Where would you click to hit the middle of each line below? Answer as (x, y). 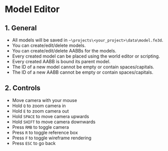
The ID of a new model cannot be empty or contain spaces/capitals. (83, 67)
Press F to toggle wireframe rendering (52, 138)
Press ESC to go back (34, 143)
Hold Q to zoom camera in (39, 106)
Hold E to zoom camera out (40, 111)
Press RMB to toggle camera (40, 127)
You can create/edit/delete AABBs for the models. (64, 51)
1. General (21, 28)
